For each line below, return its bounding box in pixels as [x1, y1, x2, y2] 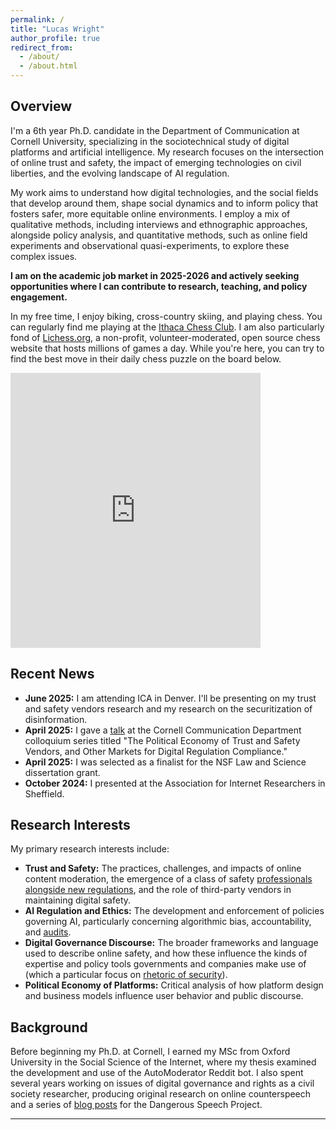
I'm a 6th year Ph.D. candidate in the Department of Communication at [10, 124, 300, 136]
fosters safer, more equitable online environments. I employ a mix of [10, 207, 291, 220]
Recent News [10, 666, 95, 683]
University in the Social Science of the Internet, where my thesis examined [10, 1056, 317, 1068]
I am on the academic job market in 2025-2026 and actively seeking [10, 269, 300, 281]
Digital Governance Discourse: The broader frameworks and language [24, 937, 319, 949]
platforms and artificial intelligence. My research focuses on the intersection [10, 146, 325, 158]
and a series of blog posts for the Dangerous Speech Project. [10, 1099, 263, 1111]
